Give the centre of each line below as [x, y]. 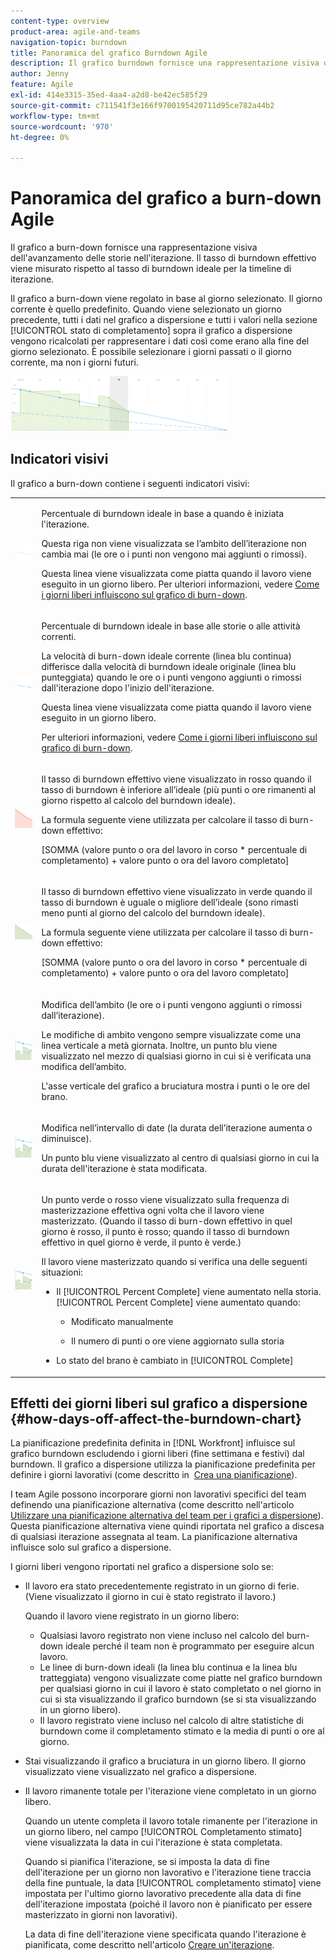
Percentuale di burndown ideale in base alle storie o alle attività [171, 626]
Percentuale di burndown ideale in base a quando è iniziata [163, 513]
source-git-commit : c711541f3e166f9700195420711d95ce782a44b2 [142, 105]
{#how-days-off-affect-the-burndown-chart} [156, 1419]
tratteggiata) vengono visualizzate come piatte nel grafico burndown [181, 1678]
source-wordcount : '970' [62, 126]
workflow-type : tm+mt [55, 116]
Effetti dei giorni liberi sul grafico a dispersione [159, 1403]
